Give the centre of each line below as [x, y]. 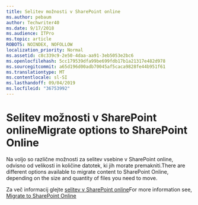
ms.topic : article [29, 39]
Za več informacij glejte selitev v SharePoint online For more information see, [99, 189]
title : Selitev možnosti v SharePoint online [63, 12]
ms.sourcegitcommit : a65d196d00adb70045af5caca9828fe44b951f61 [86, 66]
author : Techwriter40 [33, 22]
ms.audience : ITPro [30, 34]
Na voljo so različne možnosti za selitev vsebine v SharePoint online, [90, 159]
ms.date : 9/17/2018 [30, 28]
